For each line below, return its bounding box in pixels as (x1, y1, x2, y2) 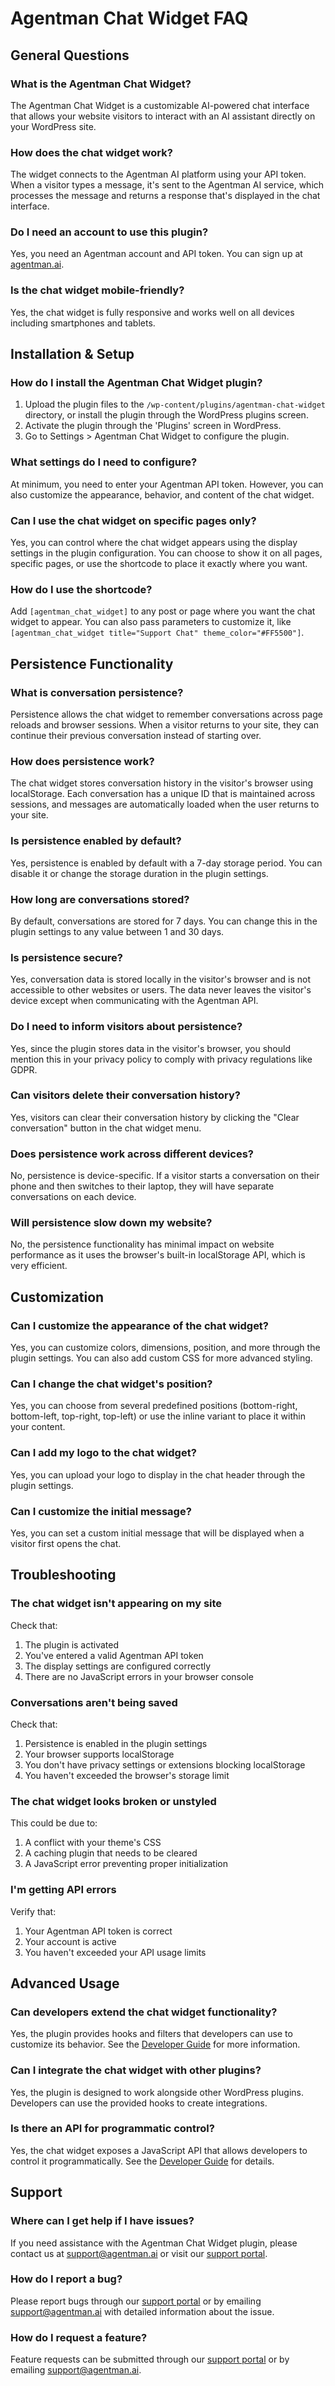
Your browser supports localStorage (24, 1748, 175, 1760)
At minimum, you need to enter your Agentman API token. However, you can (10, 478, 324, 490)
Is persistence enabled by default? (10, 834, 182, 848)
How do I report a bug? (10, 2272, 123, 2286)
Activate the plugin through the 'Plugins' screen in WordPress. (24, 420, 282, 432)
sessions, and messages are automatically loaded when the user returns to (10, 798, 320, 811)
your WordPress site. (10, 120, 97, 132)
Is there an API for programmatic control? (10, 2122, 215, 2136)
